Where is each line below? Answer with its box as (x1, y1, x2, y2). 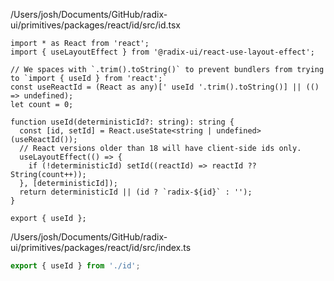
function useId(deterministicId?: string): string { (10, 117, 235, 127)
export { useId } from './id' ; (10, 261, 141, 271)
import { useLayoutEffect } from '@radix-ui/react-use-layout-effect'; (10, 47, 315, 57)
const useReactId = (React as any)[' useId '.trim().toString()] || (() (10, 82, 320, 92)
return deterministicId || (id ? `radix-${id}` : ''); (19, 187, 253, 197)
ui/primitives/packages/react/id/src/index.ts (10, 242, 192, 253)
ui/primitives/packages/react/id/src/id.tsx (10, 19, 181, 31)
